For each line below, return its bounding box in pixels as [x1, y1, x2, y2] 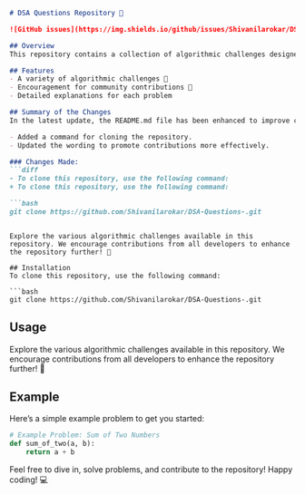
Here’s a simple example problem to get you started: [9, 413, 205, 424]
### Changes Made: [9, 157, 79, 167]
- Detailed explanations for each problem [9, 92, 172, 101]
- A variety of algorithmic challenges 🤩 [9, 74, 169, 83]
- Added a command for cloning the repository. [9, 132, 193, 141]
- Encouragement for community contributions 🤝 [9, 82, 193, 92]
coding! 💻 [9, 474, 48, 485]
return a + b [25, 448, 75, 457]
